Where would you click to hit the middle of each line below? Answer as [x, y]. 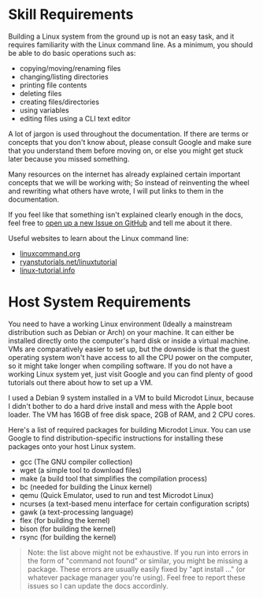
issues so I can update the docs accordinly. [98, 585]
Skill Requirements [71, 15]
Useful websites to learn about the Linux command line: [98, 238]
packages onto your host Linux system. [72, 446]
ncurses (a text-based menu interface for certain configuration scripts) [135, 503]
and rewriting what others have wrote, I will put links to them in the [116, 191]
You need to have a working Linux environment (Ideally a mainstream [120, 324]
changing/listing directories [64, 76]
